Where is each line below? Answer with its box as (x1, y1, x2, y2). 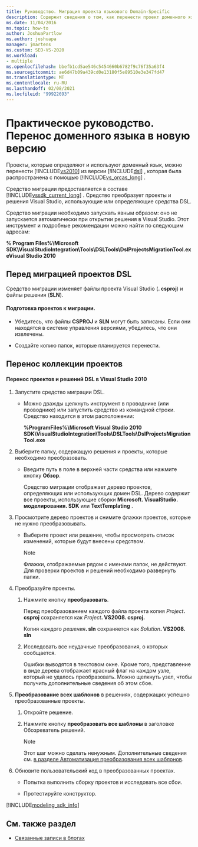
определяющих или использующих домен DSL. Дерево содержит (23, 490, 190, 497)
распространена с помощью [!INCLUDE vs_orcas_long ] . (6, 174, 146, 181)
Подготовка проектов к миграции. (6, 305, 95, 312)
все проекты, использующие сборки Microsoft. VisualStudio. (23, 496, 179, 503)
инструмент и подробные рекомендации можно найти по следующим (6, 222, 184, 229)
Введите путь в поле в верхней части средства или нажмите (23, 466, 177, 473)
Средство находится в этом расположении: (23, 413, 134, 420)
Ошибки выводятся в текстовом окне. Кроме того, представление (23, 661, 192, 668)
